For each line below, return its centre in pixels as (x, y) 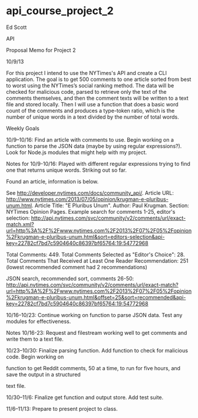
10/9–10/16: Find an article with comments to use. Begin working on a (90, 139)
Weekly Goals (23, 128)
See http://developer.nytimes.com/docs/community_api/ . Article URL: (90, 192)
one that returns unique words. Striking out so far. (67, 170)
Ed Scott (16, 27)
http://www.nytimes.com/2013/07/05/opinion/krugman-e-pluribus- (88, 199)
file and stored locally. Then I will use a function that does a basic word (92, 104)
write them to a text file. (35, 339)
